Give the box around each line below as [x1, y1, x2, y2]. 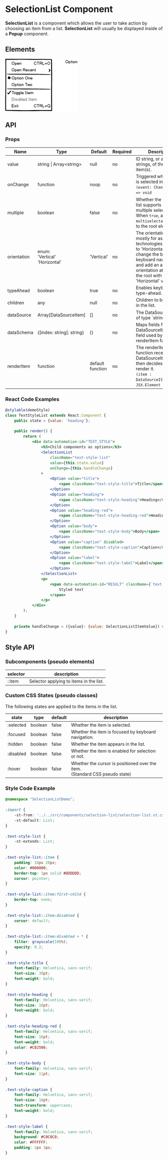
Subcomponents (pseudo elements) [5, 658, 95, 665]
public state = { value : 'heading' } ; [14, 418, 91, 423]
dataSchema [7, 329, 33, 336]
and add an [135, 262, 159, 268]
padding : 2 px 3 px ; [14, 1145, 52, 1150]
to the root [135, 223, 157, 229]
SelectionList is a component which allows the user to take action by [5, 20, 147, 26]
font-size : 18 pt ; [14, 1002, 50, 1008]
